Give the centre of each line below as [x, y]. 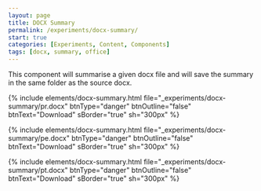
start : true [27, 37]
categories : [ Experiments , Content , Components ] [89, 45]
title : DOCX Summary [42, 23]
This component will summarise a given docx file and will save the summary [131, 74]
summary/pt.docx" [38, 170]
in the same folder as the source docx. [70, 83]
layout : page [29, 15]
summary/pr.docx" [38, 106]
